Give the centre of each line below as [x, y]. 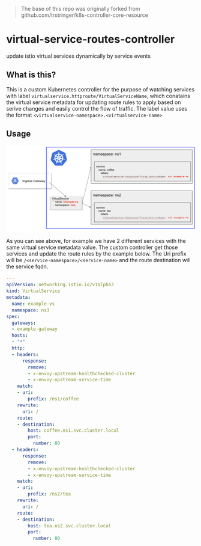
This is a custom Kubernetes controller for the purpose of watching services [100, 89]
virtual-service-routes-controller [91, 39]
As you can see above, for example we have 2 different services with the [96, 241]
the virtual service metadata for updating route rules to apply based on [94, 102]
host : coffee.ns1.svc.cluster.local [73, 431]
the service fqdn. [27, 266]
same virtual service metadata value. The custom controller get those [92, 247]
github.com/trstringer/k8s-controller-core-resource [85, 15]
